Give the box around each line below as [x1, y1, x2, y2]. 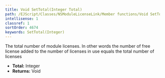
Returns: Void [12, 68, 41, 74]
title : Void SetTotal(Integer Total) [5, 7, 82, 12]
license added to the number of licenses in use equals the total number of [5, 48, 155, 54]
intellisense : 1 [5, 16, 38, 21]
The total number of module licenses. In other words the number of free [5, 43, 151, 49]
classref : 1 [5, 20, 29, 26]
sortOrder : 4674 [5, 25, 38, 30]
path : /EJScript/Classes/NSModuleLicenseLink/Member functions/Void [5, 12, 148, 17]
